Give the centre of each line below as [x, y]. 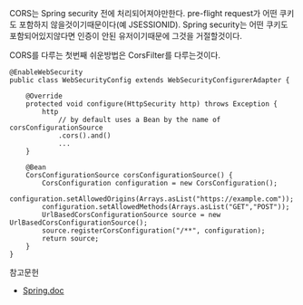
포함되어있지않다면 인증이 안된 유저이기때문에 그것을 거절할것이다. [126, 36]
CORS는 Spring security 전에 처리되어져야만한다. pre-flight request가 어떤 [144, 13]
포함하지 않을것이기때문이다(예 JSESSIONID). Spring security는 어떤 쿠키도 [153, 24]
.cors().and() [84, 136]
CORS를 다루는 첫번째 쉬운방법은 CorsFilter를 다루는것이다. [115, 55]
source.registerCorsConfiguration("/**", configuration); [154, 231]
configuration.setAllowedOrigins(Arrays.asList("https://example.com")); [152, 199]
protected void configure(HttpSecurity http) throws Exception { [152, 104]
